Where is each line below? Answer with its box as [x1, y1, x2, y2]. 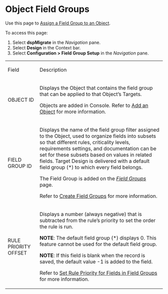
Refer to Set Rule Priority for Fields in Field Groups [39, 269, 157, 276]
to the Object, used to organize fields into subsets [39, 132, 156, 139]
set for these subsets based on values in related [39, 151, 152, 158]
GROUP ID [7, 162, 32, 169]
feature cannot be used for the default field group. [39, 240, 157, 247]
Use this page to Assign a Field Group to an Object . [5, 20, 111, 26]
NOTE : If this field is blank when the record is [39, 251, 145, 258]
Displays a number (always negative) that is [39, 210, 142, 217]
